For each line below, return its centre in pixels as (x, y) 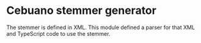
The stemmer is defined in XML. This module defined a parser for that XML (101, 27)
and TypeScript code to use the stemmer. (58, 33)
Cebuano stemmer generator (82, 11)
